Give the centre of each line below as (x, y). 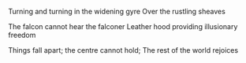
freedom (22, 35)
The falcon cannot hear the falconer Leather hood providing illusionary (123, 26)
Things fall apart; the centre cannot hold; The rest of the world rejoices (123, 50)
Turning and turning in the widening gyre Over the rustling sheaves (117, 11)
